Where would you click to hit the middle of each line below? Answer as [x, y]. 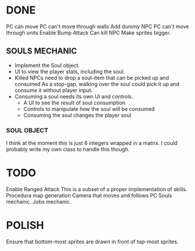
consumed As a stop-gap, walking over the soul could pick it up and [97, 84]
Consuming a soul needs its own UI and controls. [74, 96]
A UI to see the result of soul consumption [74, 103]
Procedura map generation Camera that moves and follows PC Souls [89, 195]
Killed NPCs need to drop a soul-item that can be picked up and [92, 77]
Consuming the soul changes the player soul [77, 115]
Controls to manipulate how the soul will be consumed [89, 108]
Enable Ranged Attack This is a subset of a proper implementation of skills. [97, 189]
